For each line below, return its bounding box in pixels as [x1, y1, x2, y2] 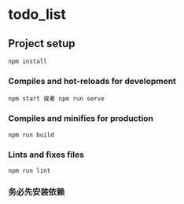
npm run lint [8, 166, 51, 174]
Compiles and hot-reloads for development [8, 75, 177, 86]
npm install [8, 57, 47, 65]
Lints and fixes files [8, 149, 85, 160]
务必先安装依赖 [8, 186, 65, 197]
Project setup [8, 37, 76, 50]
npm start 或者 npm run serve [8, 95, 105, 103]
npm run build [8, 131, 55, 139]
